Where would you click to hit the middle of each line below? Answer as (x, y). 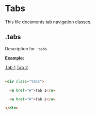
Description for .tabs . (27, 48)
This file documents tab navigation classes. (48, 22)
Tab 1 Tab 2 (16, 67)
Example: (15, 58)
